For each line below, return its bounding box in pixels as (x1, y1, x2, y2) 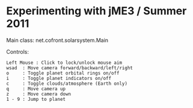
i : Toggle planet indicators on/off (6, 75, 112, 81)
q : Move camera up (6, 85, 66, 92)
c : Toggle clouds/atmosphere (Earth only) (6, 81, 128, 87)
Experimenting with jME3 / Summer (6, 4, 187, 18)
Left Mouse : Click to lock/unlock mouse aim (6, 60, 122, 66)
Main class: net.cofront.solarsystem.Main (6, 36, 109, 44)
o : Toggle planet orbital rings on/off (6, 70, 120, 76)
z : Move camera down (6, 91, 71, 97)
